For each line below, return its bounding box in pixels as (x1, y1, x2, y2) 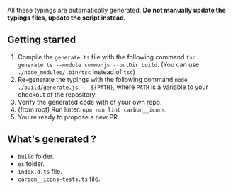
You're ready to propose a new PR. (17, 112, 120, 121)
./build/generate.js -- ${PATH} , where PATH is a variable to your (17, 83, 209, 91)
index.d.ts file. (17, 167, 62, 175)
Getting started (7, 34, 76, 46)
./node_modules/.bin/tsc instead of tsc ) (17, 67, 136, 76)
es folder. (17, 159, 45, 168)
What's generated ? (7, 133, 97, 146)
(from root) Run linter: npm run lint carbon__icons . (17, 105, 167, 114)
